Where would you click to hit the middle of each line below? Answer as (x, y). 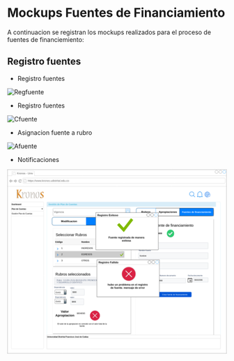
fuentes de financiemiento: (46, 39)
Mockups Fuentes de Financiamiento (116, 13)
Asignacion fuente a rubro (55, 132)
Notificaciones (38, 159)
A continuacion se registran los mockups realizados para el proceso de (109, 32)
